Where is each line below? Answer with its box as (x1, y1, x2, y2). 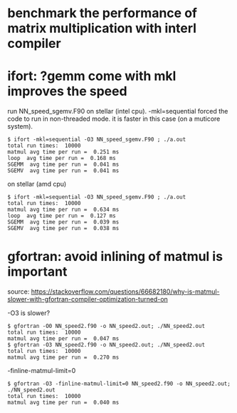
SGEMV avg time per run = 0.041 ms (7, 167, 120, 174)
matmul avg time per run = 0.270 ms (7, 354, 120, 362)
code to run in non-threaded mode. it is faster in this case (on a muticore (7, 114, 221, 123)
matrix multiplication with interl (7, 20, 197, 36)
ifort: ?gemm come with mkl (7, 68, 177, 84)
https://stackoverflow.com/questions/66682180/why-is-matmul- (31, 287, 220, 296)
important (7, 264, 68, 280)
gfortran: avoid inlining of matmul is (7, 249, 223, 265)
